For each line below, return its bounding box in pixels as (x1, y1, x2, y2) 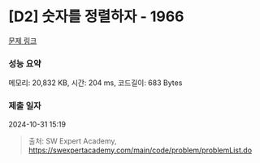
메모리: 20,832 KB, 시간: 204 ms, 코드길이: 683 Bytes (8, 78, 183, 88)
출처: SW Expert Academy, (28, 135, 117, 146)
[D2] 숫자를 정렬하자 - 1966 (8, 7, 184, 26)
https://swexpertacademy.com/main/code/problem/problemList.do (28, 145, 253, 155)
